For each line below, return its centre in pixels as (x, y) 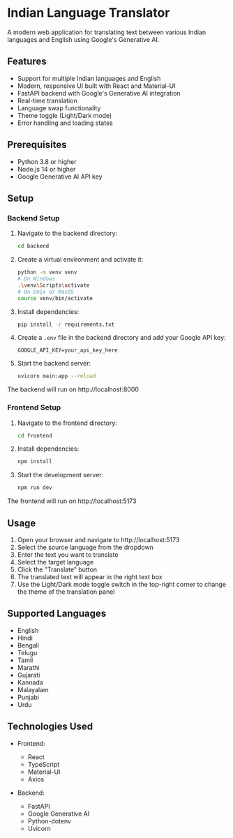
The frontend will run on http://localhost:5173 (72, 501)
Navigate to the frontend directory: (67, 423)
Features (27, 62)
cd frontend (35, 435)
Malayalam (33, 689)
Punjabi (28, 697)
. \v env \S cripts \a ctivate (53, 285)
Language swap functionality (59, 108)
